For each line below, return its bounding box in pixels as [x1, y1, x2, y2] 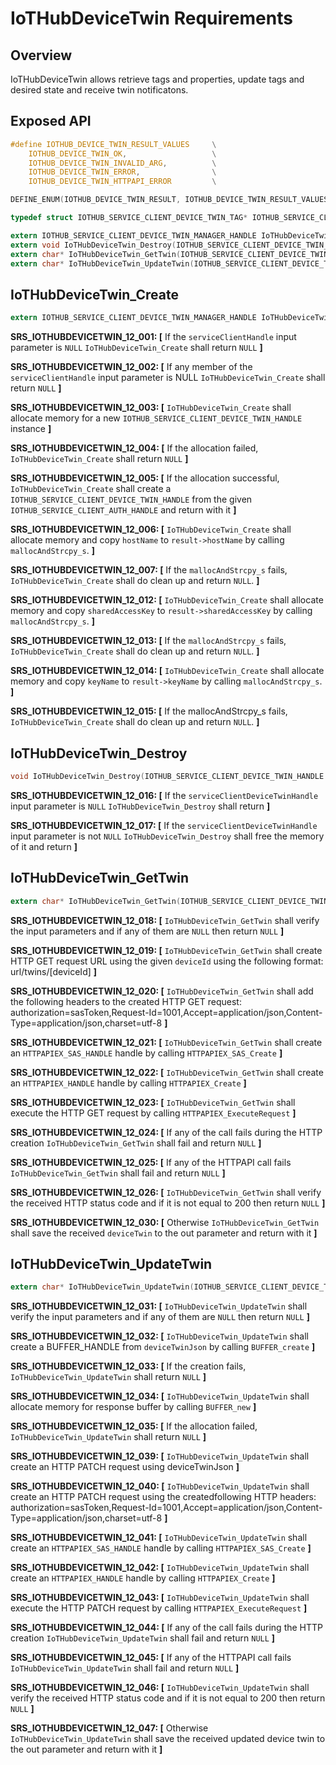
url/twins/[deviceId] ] [10, 965, 98, 977]
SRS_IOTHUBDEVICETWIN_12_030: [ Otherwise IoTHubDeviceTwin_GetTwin [10, 1216, 320, 1228]
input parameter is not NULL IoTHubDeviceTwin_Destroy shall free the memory [10, 830, 325, 842]
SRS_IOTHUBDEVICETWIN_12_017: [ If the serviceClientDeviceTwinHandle [10, 819, 318, 831]
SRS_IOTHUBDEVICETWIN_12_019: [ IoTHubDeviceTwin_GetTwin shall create [10, 944, 323, 956]
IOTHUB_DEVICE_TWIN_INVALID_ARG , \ [28, 158, 217, 168]
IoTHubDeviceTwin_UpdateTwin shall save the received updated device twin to [10, 1733, 326, 1745]
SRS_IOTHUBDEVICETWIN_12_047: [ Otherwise [10, 1722, 209, 1734]
